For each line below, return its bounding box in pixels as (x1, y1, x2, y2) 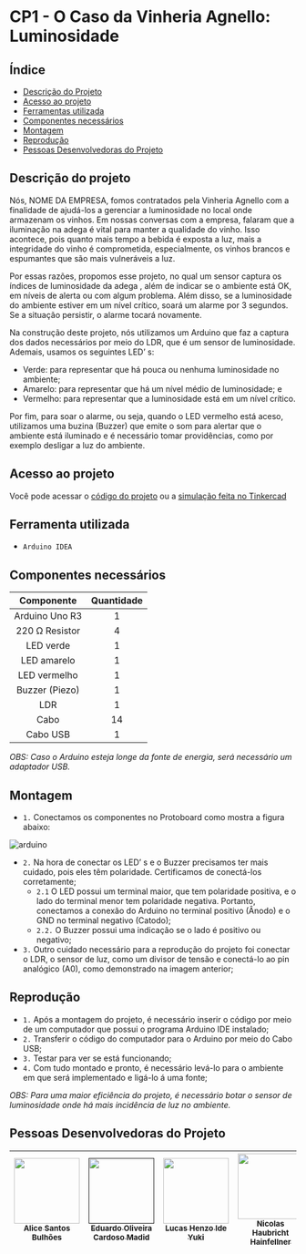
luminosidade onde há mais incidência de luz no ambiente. (9, 1099, 231, 1110)
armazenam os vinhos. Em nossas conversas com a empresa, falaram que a (9, 214, 295, 225)
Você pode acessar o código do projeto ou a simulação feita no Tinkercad (9, 490, 287, 501)
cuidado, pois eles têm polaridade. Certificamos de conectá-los (22, 867, 262, 878)
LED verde (25, 640, 71, 653)
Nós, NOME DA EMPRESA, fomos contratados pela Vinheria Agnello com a (9, 194, 290, 206)
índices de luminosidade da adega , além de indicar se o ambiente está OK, (9, 280, 292, 291)
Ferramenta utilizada (9, 517, 130, 532)
